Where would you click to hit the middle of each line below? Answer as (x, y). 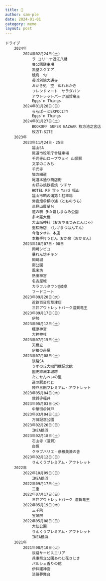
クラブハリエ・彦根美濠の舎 (56, 452)
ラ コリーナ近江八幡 (50, 59)
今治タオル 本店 (46, 233)
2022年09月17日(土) (42, 484)
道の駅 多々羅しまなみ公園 (55, 212)
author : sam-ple (22, 15)
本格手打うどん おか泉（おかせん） (62, 239)
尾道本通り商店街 (47, 180)
